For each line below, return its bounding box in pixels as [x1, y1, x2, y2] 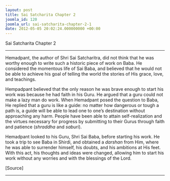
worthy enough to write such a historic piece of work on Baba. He [5, 60, 143, 66]
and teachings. [5, 77, 36, 83]
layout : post [5, 7, 33, 13]
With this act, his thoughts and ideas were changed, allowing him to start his [5, 150, 164, 156]
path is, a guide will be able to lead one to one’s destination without [5, 107, 145, 114]
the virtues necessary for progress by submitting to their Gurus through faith [5, 119, 165, 125]
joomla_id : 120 [5, 17, 37, 22]
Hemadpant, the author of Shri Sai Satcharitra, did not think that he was [5, 55, 154, 61]
